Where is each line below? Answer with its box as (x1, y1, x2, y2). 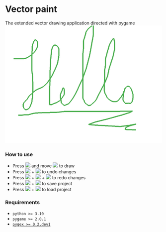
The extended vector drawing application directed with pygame (5, 20, 135, 26)
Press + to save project (12, 181, 73, 187)
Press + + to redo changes (12, 175, 86, 181)
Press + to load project (12, 187, 72, 193)
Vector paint (5, 3, 57, 15)
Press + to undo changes (12, 169, 77, 175)
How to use (5, 151, 33, 158)
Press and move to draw (12, 163, 75, 169)
